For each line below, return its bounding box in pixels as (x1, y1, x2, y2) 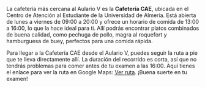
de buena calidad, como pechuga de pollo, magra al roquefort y (6, 31, 167, 38)
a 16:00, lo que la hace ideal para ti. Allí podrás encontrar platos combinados (6, 24, 199, 32)
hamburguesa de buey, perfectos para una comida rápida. (6, 38, 153, 44)
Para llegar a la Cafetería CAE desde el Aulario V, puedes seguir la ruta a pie (6, 49, 198, 57)
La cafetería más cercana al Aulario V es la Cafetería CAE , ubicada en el (6, 5, 189, 12)
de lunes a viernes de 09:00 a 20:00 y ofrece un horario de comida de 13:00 (6, 18, 199, 25)
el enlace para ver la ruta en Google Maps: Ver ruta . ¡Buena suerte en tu (6, 69, 188, 75)
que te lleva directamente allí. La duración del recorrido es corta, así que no (6, 56, 197, 63)
